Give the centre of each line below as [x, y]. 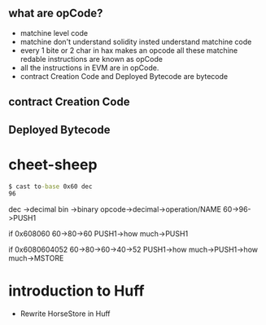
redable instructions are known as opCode [91, 59]
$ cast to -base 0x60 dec [50, 187]
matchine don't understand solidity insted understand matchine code [136, 42]
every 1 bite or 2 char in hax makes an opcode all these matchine [129, 50]
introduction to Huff [76, 291]
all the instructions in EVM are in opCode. [89, 68]
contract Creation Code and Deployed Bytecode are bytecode [124, 76]
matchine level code [54, 33]
